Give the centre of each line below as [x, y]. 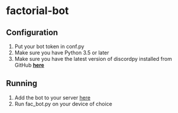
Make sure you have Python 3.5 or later [62, 53]
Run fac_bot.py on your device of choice [63, 104]
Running [22, 83]
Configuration [32, 32]
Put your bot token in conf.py [49, 46]
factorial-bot [37, 11]
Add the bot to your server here [52, 97]
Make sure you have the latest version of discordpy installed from [93, 59]
